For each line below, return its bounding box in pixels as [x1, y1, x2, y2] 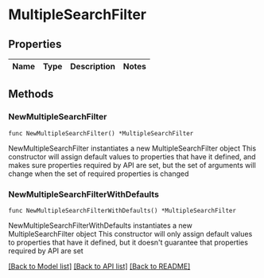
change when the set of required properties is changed [8, 169, 189, 178]
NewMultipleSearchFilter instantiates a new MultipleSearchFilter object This [8, 143, 257, 153]
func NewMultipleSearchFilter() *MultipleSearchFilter [8, 129, 194, 137]
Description [70, 61, 115, 72]
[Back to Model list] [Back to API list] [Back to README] [8, 261, 191, 271]
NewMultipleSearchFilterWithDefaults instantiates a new [8, 221, 192, 230]
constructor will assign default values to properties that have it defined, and [8, 151, 256, 161]
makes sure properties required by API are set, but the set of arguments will [8, 160, 256, 170]
